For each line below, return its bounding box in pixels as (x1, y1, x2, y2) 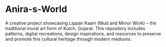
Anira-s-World (5, 3, 67, 15)
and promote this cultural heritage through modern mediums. (5, 36, 132, 42)
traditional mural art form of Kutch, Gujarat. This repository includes (5, 25, 145, 31)
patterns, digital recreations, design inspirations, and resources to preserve (5, 30, 161, 36)
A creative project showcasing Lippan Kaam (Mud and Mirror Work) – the (5, 20, 157, 26)
